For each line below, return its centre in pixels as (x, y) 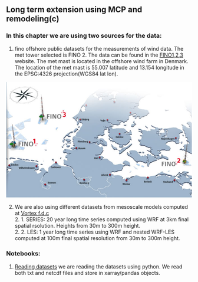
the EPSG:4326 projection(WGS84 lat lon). (66, 74)
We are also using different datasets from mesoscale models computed (101, 207)
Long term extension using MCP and (74, 10)
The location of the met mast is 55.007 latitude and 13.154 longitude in (99, 67)
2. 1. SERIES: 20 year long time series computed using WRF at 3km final (102, 219)
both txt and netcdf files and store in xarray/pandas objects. (87, 273)
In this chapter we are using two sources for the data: (84, 36)
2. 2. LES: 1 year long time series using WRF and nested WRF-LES (95, 232)
